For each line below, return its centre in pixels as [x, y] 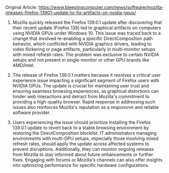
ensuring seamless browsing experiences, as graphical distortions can [86, 91]
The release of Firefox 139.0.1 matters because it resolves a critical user [87, 75]
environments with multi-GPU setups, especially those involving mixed [86, 138]
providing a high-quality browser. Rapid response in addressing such [84, 102]
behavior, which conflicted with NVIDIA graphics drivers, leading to [82, 44]
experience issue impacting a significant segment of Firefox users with [86, 80]
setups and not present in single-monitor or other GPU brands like [81, 60]
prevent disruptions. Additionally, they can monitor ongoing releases [83, 149]
